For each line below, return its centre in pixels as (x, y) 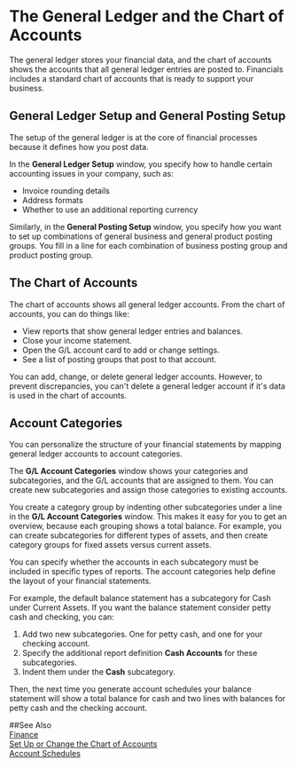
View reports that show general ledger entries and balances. (132, 331)
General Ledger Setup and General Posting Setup (148, 116)
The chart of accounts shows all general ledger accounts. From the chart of (147, 304)
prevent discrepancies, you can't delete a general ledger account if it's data (148, 386)
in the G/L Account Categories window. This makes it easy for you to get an (148, 517)
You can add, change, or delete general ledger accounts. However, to (136, 376)
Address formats (53, 200)
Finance (24, 735)
